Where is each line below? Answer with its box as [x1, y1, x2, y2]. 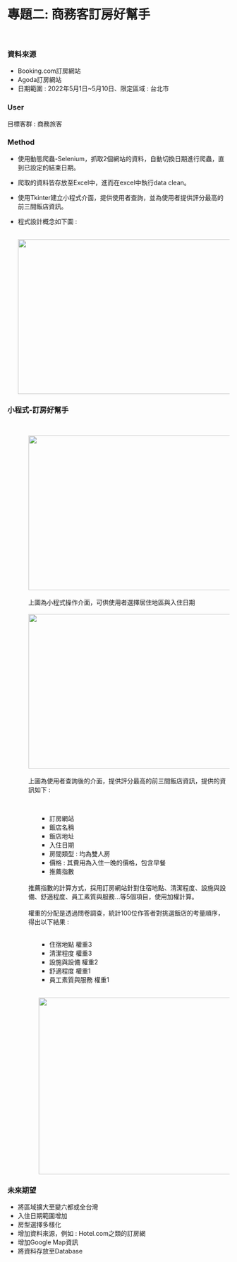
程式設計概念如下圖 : [17, 217, 78, 226]
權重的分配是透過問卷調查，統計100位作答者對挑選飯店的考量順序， [28, 909, 224, 918]
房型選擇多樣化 [17, 1220, 61, 1229]
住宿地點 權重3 [49, 940, 92, 949]
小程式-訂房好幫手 [7, 404, 69, 414]
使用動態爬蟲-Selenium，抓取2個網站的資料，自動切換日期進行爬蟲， [17, 154, 219, 163]
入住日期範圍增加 [17, 1212, 68, 1220]
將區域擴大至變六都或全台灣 [17, 1203, 99, 1211]
